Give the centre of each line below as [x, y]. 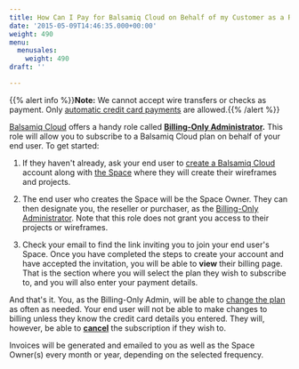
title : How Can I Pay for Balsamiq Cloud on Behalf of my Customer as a [147, 17]
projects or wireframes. [65, 227]
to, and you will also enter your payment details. [110, 282]
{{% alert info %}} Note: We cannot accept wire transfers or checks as [138, 100]
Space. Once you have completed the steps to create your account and [153, 253]
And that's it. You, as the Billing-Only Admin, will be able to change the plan [147, 300]
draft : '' [28, 68]
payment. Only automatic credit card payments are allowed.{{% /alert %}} [145, 109]
